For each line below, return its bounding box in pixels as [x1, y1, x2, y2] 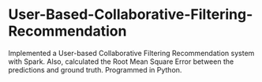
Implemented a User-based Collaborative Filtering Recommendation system [8, 48, 255, 58]
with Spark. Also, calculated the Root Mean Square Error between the [8, 57, 234, 66]
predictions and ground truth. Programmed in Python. [8, 65, 182, 74]
